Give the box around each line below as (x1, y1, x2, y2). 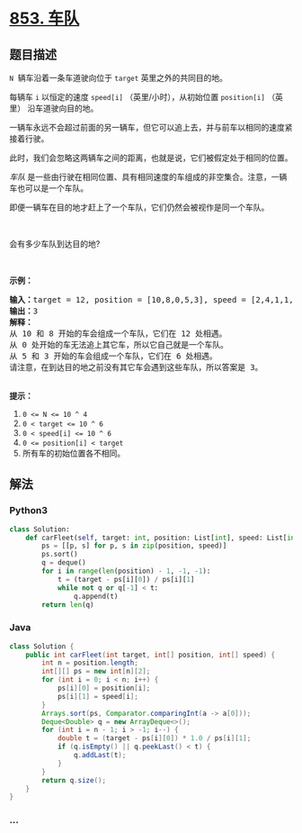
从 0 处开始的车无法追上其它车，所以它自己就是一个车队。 (9, 340, 229, 349)
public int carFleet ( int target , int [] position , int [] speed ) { (25, 650, 276, 659)
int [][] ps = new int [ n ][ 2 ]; (41, 667, 151, 676)
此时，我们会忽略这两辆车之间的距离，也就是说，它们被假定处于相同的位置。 (9, 152, 293, 163)
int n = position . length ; (41, 658, 139, 667)
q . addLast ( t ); (73, 751, 127, 760)
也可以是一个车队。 (16, 183, 88, 194)
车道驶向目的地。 (34, 103, 99, 113)
